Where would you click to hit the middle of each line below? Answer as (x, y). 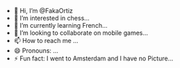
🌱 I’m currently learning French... (60, 25)
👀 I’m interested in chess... (52, 18)
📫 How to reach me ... (46, 41)
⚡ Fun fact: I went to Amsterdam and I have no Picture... (93, 58)
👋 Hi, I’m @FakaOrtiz (43, 11)
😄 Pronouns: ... (36, 51)
